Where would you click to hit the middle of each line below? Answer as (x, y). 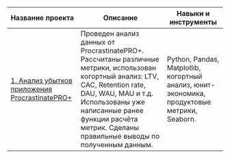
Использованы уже (113, 102)
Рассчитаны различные (120, 59)
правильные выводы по (120, 136)
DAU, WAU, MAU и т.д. (117, 93)
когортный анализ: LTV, (120, 76)
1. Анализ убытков (42, 80)
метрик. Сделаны (110, 128)
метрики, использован (118, 68)
